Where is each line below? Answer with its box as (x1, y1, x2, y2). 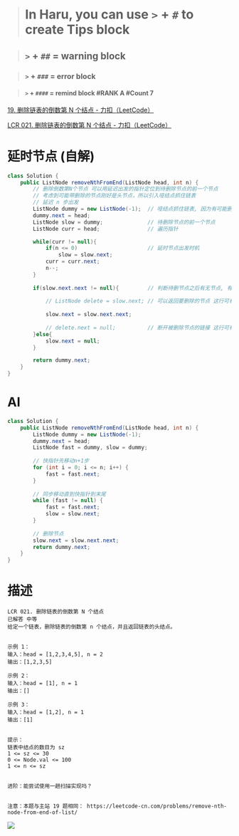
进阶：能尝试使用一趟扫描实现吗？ (7, 783, 92, 790)
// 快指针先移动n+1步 (33, 457, 90, 465)
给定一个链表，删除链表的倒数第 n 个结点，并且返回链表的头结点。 (7, 623, 176, 631)
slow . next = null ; (45, 338, 100, 345)
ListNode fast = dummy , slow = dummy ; (33, 444, 148, 451)
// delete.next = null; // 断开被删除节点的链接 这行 (45, 324, 224, 331)
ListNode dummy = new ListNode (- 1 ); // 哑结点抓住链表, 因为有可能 (33, 206, 228, 213)
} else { (33, 330, 53, 338)
